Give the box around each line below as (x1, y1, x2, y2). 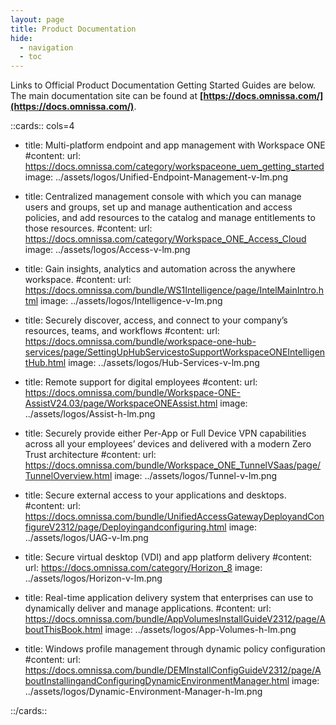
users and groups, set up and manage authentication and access (24, 201, 293, 213)
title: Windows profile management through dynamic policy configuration (24, 643, 326, 655)
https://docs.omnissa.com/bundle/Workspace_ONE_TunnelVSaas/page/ (24, 459, 322, 471)
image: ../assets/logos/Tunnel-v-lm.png (114, 470, 278, 482)
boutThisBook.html (24, 624, 103, 636)
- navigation (19, 42, 74, 53)
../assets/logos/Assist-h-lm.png (24, 408, 156, 420)
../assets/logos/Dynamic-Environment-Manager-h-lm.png (24, 686, 263, 698)
